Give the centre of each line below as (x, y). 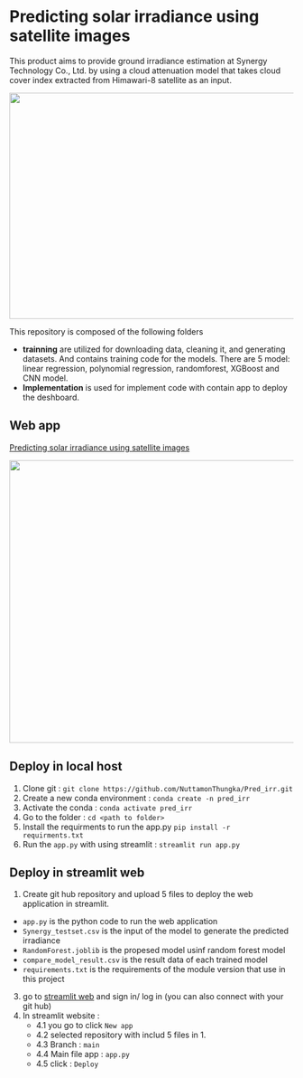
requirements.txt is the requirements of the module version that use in (154, 969)
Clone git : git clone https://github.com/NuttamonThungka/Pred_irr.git (157, 788)
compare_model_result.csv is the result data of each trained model (145, 960)
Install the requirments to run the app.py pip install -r (126, 827)
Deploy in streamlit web (77, 872)
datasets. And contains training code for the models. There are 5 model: (156, 358)
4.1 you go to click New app (84, 1026)
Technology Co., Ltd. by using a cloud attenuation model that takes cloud (145, 71)
